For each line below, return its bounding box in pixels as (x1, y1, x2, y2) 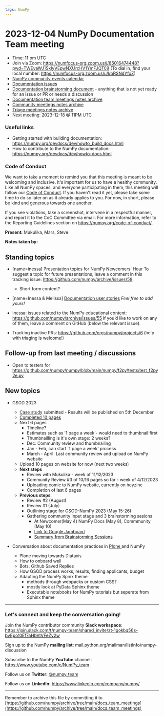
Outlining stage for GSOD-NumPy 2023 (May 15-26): (26, 508, 133, 514)
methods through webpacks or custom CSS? (26, 579, 117, 585)
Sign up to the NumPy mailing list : (5, 642, 74, 648)
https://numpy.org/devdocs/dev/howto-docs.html (12, 151, 112, 156)
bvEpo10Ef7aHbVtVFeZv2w (5, 632, 60, 638)
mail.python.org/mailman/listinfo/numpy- (75, 642, 157, 648)
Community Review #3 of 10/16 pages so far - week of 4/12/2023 (26, 477, 158, 482)
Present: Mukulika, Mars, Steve (5, 229, 68, 235)
